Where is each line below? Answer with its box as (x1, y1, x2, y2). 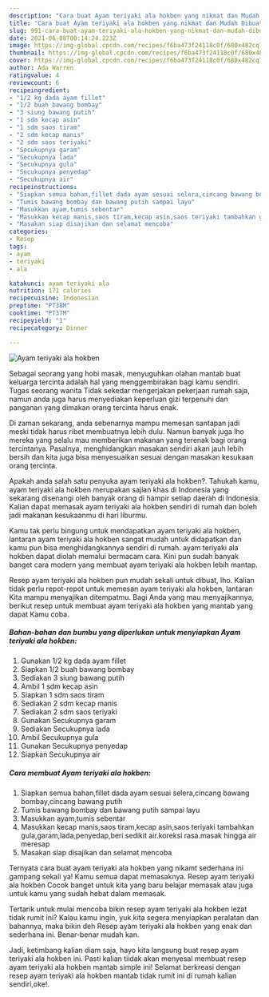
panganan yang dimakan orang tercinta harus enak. (9, 402, 179, 412)
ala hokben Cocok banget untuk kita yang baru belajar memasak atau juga (9, 880, 254, 890)
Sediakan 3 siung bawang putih (20, 673, 125, 683)
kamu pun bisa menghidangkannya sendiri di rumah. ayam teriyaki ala (9, 542, 239, 553)
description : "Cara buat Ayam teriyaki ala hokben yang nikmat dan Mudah (9, 11, 260, 20)
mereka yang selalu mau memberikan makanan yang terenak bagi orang (9, 435, 247, 444)
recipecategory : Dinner (9, 324, 89, 332)
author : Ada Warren (9, 64, 74, 72)
